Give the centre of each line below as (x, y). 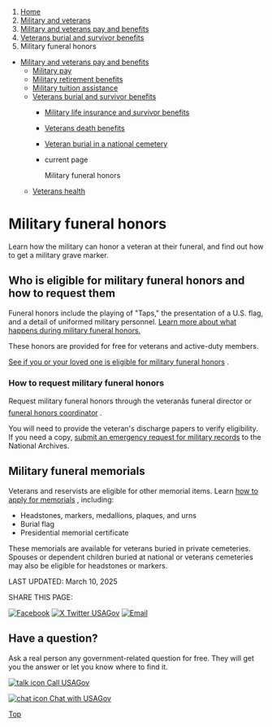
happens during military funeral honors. (75, 330)
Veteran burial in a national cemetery (106, 144)
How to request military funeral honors (86, 383)
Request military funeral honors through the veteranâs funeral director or (130, 401)
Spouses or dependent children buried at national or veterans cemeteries (131, 557)
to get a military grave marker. (58, 255)
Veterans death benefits (84, 128)
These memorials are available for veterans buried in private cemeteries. (130, 548)
